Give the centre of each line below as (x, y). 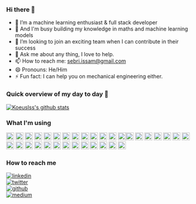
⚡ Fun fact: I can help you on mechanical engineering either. (89, 77)
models (24, 35)
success (25, 48)
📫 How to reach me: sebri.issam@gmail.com (71, 61)
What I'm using (29, 123)
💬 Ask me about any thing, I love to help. (65, 54)
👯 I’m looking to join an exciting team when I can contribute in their (97, 42)
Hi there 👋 (21, 10)
